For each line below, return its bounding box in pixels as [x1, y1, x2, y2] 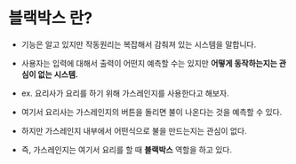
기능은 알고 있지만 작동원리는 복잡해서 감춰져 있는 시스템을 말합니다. [20, 39, 257, 50]
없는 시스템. [37, 68, 79, 80]
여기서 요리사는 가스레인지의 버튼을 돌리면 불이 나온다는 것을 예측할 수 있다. [20, 106, 283, 117]
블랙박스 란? [8, 8, 93, 28]
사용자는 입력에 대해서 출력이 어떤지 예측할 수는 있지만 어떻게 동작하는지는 [20, 58, 277, 68]
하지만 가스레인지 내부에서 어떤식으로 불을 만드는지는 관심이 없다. [20, 125, 247, 136]
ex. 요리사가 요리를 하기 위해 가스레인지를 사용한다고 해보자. [20, 88, 229, 98]
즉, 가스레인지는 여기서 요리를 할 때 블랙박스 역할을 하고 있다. [20, 144, 233, 155]
